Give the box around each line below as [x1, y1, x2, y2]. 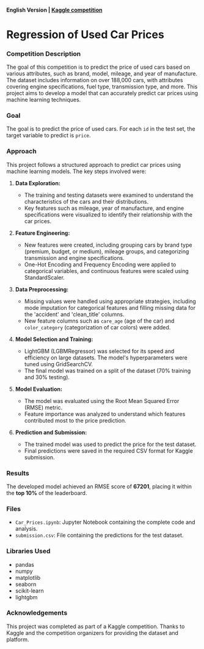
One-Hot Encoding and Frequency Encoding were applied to [24, 261, 177, 268]
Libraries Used [6, 547, 51, 556]
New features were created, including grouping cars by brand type [24, 241, 192, 248]
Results [6, 469, 29, 477]
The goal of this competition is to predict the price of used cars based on [6, 63, 191, 71]
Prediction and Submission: [15, 428, 87, 436]
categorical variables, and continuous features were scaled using [24, 267, 189, 274]
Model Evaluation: [15, 385, 63, 393]
